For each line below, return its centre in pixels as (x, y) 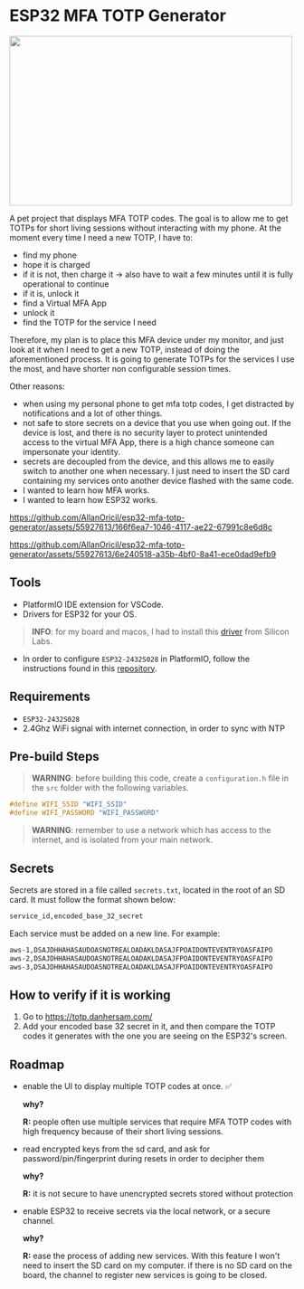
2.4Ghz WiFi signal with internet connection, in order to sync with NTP (153, 728)
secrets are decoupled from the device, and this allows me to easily (148, 461)
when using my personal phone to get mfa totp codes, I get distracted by (158, 403)
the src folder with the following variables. (110, 788)
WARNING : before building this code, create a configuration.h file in (160, 778)
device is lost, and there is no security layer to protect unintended (145, 432)
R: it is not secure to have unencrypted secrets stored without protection (158, 1194)
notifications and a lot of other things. (92, 413)
